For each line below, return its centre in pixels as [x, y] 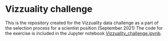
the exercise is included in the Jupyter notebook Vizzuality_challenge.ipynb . [83, 33]
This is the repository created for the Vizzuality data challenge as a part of [82, 23]
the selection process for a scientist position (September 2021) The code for [84, 28]
